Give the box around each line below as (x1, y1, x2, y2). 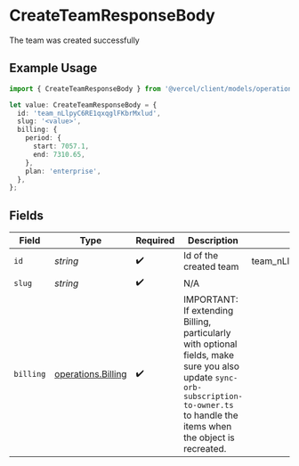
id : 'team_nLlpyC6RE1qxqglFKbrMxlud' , (17, 109, 162, 118)
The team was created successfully (9, 35, 140, 45)
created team (183, 260, 239, 273)
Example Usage (9, 61, 98, 76)
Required (135, 234, 175, 247)
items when (183, 421, 232, 433)
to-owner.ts (183, 400, 234, 411)
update (183, 372, 214, 384)
